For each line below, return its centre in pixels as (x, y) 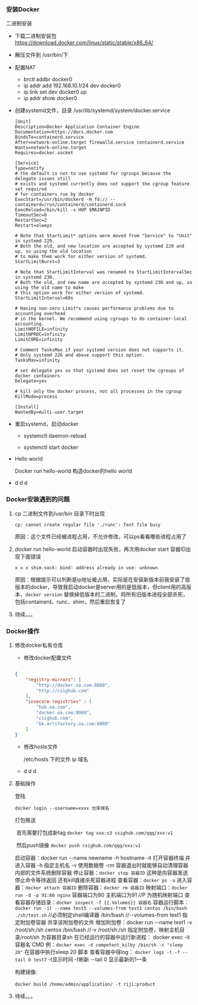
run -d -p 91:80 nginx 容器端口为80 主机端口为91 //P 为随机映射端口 (99, 895)
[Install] (27, 407)
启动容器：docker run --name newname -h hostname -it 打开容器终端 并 (103, 858)
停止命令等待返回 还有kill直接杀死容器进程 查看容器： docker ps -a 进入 (101, 880)
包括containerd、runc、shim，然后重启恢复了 (70, 602)
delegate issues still (43, 179)
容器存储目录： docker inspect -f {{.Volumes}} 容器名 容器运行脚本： (105, 902)
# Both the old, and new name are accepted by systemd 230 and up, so (103, 283)
